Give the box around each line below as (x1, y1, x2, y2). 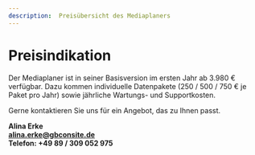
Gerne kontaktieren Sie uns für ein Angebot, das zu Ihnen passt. (8, 105, 221, 115)
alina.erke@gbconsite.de (8, 129, 95, 139)
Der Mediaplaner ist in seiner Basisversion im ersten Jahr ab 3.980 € (8, 73, 236, 83)
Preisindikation (8, 46, 112, 64)
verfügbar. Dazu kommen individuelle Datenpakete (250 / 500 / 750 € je (8, 81, 247, 91)
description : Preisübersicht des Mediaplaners (8, 11, 171, 20)
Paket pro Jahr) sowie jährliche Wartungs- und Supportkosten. (8, 90, 216, 100)
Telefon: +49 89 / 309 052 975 (8, 138, 113, 148)
